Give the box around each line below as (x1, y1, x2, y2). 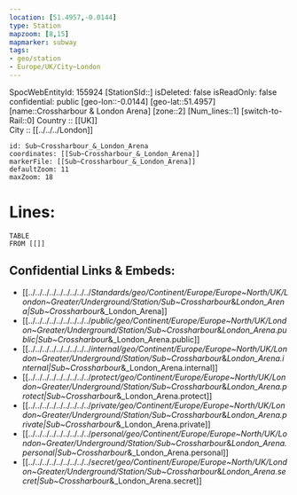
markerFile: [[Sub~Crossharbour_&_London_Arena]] (9, 157, 197, 166)
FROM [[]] (9, 239, 46, 248)
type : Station (9, 21, 62, 30)
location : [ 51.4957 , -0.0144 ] (9, 12, 117, 22)
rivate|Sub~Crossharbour (21, 419, 117, 429)
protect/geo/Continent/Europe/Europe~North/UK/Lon (90, 372, 286, 382)
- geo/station (9, 54, 62, 63)
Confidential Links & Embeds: (9, 263, 176, 279)
